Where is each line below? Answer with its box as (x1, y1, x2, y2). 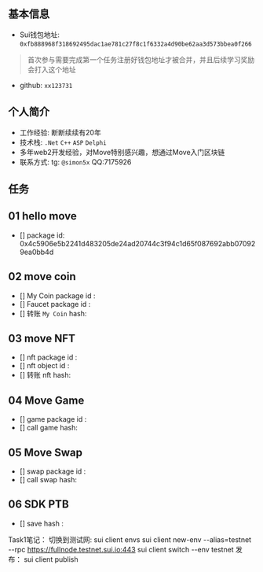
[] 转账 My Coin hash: (19, 308, 87, 318)
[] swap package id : (19, 467, 86, 476)
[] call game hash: (19, 423, 79, 433)
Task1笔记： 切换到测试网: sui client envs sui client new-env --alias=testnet (8, 534, 252, 544)
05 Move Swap (8, 445, 82, 459)
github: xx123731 (19, 80, 73, 90)
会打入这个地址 (27, 65, 76, 74)
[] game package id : (19, 415, 87, 424)
